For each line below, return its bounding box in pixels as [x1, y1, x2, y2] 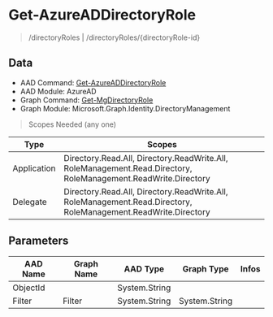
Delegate [12, 196, 47, 207]
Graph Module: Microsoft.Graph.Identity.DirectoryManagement [19, 103, 231, 113]
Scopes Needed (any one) [28, 119, 116, 129]
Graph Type [182, 263, 229, 274]
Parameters [8, 234, 69, 248]
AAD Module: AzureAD [19, 86, 97, 96]
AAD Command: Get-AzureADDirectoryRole [19, 77, 167, 87]
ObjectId [12, 282, 45, 293]
